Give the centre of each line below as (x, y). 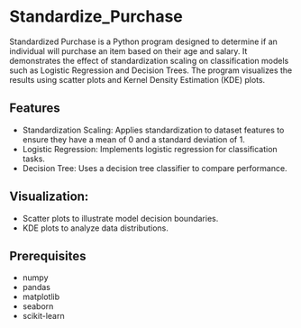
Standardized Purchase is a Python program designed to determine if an (143, 41)
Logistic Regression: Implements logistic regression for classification (150, 149)
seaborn (38, 306)
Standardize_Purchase (96, 17)
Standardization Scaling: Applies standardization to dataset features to (153, 130)
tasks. (33, 159)
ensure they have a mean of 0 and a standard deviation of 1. (133, 139)
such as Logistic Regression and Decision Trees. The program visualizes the (151, 70)
